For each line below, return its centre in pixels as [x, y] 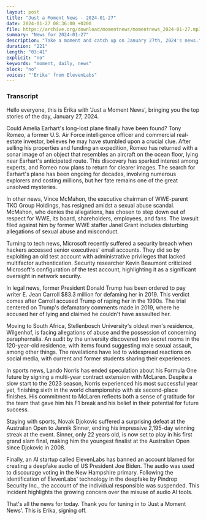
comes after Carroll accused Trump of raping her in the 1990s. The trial [96, 301]
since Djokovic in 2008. [36, 447]
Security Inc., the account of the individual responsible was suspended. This [103, 485]
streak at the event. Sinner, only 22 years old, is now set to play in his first [99, 434]
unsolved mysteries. [32, 187]
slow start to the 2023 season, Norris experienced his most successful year [102, 383]
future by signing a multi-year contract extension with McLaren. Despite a [100, 377]
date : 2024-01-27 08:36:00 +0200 [49, 23]
